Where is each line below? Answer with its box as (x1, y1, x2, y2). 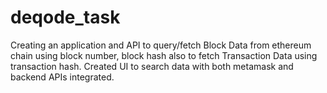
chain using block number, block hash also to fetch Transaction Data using (10, 49, 318, 61)
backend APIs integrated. (10, 71, 115, 83)
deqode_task (10, 6, 121, 29)
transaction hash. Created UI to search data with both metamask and (10, 60, 294, 72)
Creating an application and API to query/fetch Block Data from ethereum (10, 39, 312, 51)
